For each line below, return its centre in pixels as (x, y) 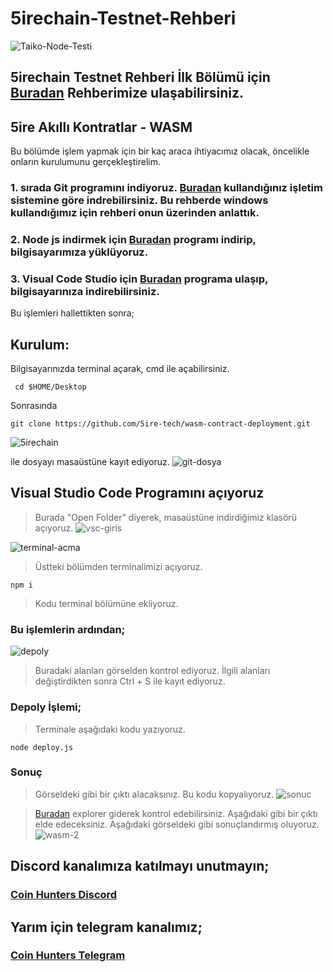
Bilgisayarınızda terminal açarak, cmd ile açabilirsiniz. (120, 369)
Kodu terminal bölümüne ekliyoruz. (106, 603)
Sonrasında (34, 406)
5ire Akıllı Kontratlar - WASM (101, 127)
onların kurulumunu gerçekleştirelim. (85, 162)
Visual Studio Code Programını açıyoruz (137, 493)
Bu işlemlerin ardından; (68, 629)
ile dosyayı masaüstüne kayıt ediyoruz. (90, 462)
